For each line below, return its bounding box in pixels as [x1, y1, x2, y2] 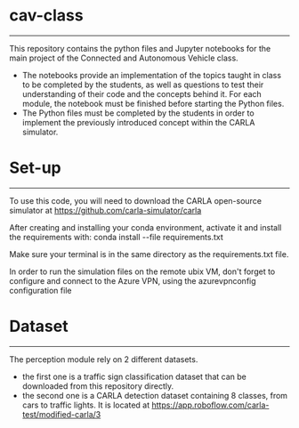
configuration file [9, 285, 72, 295]
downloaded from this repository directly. [21, 380, 174, 392]
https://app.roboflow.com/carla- [150, 400, 270, 410]
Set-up [9, 157, 61, 178]
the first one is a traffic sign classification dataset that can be [21, 371, 246, 382]
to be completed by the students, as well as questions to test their [21, 79, 264, 90]
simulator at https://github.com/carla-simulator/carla [9, 205, 202, 215]
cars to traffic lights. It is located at [21, 400, 150, 410]
